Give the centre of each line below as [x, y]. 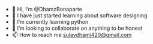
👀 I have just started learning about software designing [79, 15]
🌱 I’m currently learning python [50, 22]
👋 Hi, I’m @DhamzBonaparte [47, 9]
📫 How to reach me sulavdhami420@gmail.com [72, 35]
